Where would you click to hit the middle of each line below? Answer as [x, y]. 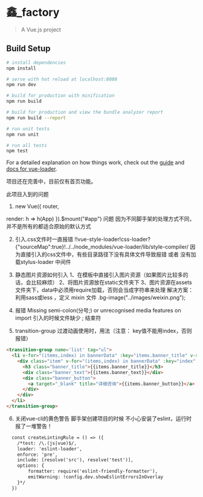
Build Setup [28, 49]
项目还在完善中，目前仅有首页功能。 [51, 182]
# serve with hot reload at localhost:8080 [62, 79]
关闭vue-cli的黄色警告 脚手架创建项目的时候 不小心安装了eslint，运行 [101, 418]
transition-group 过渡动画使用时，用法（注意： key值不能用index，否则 [103, 331]
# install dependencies [36, 62]
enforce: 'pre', [38, 455]
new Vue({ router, [37, 206]
